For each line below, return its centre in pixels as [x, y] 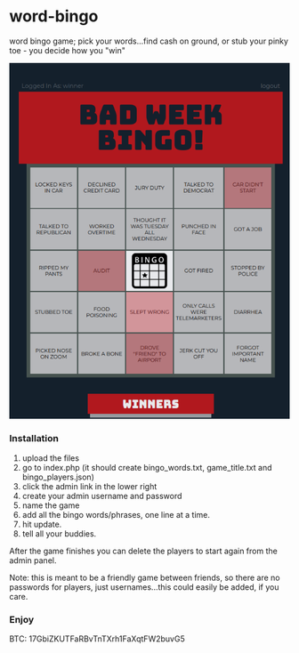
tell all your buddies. [59, 533]
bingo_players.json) [58, 477]
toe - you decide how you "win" [68, 50]
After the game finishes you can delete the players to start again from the [143, 551]
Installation [34, 439]
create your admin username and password [102, 496]
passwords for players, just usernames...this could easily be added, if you [144, 587]
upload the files [51, 458]
